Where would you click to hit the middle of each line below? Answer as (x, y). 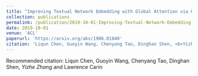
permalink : (19, 22)
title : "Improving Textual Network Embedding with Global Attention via (97, 11)
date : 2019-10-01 (27, 28)
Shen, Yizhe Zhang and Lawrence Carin (55, 67)
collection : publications (38, 17)
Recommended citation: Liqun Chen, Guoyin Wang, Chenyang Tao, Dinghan (98, 61)
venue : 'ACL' (22, 33)
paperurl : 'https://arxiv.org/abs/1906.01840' (64, 39)
